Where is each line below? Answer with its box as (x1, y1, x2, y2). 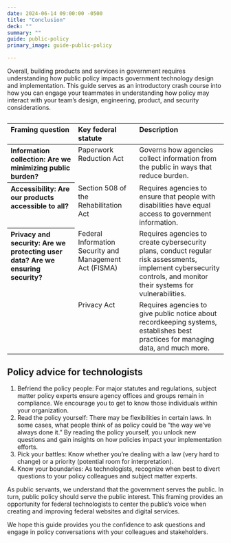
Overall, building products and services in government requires (7, 67, 186, 75)
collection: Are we (10, 155, 71, 164)
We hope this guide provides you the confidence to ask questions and (7, 520, 206, 529)
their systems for (139, 280, 194, 289)
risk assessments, (139, 254, 197, 264)
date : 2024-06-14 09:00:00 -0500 (7, 10, 103, 17)
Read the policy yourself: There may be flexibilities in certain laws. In (16, 414, 212, 422)
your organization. (16, 406, 69, 414)
